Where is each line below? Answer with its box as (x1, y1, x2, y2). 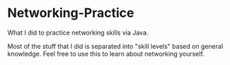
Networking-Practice (7, 5, 134, 21)
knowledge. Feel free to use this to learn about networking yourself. (7, 49, 205, 58)
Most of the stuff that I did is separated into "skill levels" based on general (7, 42, 224, 50)
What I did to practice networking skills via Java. (7, 28, 149, 37)
